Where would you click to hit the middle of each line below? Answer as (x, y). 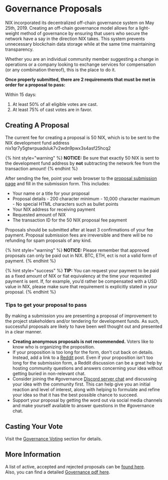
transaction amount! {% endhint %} (42, 168)
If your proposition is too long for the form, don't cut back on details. (83, 352)
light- (144, 28)
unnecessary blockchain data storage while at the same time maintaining (80, 44)
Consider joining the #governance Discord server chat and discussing (84, 379)
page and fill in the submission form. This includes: (57, 183)
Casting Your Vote (34, 427)
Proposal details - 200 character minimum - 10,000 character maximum (86, 198)
